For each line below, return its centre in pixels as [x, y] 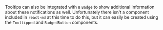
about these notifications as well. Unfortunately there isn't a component [77, 12]
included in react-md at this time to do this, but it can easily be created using [82, 17]
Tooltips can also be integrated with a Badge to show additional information [80, 7]
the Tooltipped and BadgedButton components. [52, 22]
